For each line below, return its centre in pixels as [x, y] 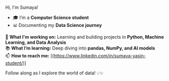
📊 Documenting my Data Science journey [57, 25]
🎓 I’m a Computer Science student [51, 18]
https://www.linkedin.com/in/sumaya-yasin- [100, 56]
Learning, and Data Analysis [36, 42]
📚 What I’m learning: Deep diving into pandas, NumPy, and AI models [80, 48]
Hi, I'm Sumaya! [22, 7]
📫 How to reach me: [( [30, 56]
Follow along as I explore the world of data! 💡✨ [54, 73]
